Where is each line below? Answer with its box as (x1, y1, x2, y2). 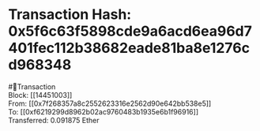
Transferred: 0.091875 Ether (8, 115, 100, 125)
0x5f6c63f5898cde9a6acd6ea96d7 (8, 22, 253, 40)
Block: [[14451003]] (8, 90, 73, 99)
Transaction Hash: (8, 6, 132, 24)
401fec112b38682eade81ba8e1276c (8, 39, 251, 57)
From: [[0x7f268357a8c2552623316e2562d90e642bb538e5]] (8, 99, 212, 108)
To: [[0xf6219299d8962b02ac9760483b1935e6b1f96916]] (8, 107, 199, 116)
